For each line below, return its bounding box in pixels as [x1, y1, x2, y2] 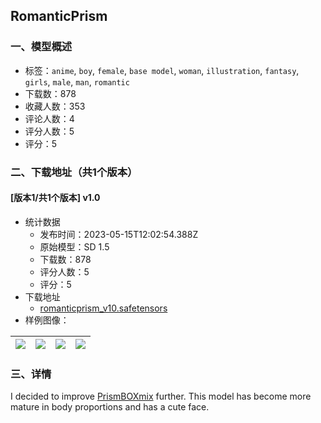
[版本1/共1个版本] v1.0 [10, 192, 101, 204]
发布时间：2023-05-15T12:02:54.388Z [39, 228, 199, 240]
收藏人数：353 [24, 100, 86, 112]
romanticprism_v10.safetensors [39, 302, 168, 314]
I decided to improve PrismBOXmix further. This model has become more [10, 390, 312, 403]
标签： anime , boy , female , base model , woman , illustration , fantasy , [24, 64, 300, 76]
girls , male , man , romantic [24, 75, 130, 88]
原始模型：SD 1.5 [39, 240, 110, 253]
